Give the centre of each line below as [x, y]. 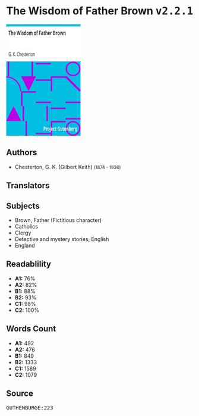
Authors [22, 153]
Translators [28, 186]
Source [20, 393]
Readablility [29, 264]
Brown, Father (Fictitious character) [58, 220]
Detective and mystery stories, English [62, 239]
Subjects [23, 206]
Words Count [31, 329]
